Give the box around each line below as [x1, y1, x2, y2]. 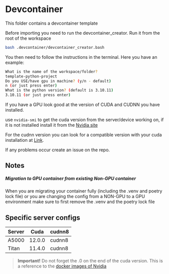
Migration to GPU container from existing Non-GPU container [5, 175, 136, 181]
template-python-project [5, 74, 57, 79]
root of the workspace [5, 35, 51, 41]
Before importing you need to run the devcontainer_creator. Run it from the [5, 30, 160, 36]
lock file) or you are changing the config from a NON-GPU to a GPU [5, 194, 145, 200]
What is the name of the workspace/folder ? [5, 69, 98, 74]
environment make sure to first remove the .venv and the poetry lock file [5, 199, 155, 205]
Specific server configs [5, 213, 80, 222]
